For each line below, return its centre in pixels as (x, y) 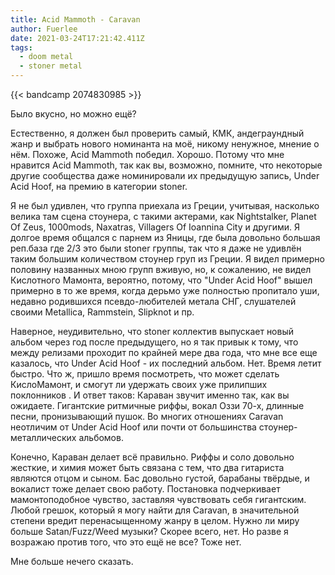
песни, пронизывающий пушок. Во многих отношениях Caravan (147, 416)
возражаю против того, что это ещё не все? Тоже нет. (126, 542)
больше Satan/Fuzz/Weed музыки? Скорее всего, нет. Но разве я (149, 531)
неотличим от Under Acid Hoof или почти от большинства (133, 427)
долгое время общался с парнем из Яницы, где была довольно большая (165, 237)
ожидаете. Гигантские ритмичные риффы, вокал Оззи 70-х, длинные (157, 405)
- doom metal (46, 57)
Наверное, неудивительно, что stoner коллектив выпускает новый (152, 331)
